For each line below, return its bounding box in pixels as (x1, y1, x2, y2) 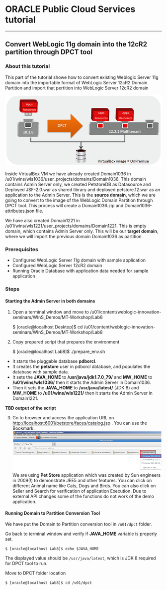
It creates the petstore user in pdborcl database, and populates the (12, 363, 151, 370)
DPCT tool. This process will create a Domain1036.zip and (5, 202, 124, 208)
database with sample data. (12, 369, 69, 375)
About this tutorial (5, 63, 50, 70)
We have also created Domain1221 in (5, 217, 80, 223)
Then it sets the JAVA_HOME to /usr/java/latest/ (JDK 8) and (12, 385, 139, 391)
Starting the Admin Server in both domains (5, 298, 95, 304)
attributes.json (5, 208, 35, 214)
